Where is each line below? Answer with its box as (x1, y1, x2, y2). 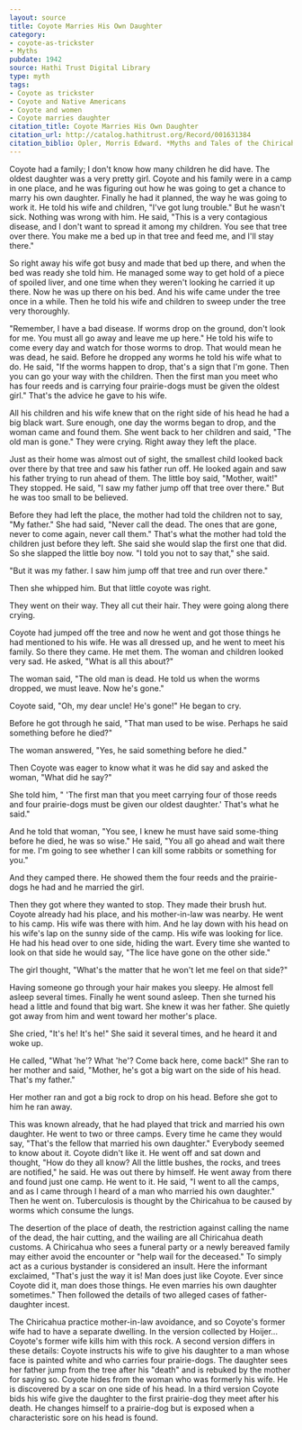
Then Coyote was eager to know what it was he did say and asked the (9, 762, 269, 773)
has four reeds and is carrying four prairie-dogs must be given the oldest (9, 380, 280, 391)
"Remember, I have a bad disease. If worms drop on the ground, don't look (9, 323, 286, 333)
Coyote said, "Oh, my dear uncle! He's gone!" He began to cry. (9, 700, 242, 711)
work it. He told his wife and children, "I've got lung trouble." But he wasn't (9, 202, 286, 213)
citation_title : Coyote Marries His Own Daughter (9, 123, 200, 132)
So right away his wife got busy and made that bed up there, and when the (9, 258, 286, 269)
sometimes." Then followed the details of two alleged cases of (9, 1289, 240, 1300)
